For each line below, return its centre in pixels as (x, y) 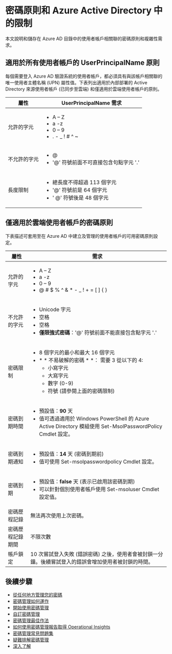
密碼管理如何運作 (31, 601)
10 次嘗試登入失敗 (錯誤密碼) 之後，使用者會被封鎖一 (94, 554)
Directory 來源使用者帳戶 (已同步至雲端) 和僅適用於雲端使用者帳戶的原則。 (84, 89)
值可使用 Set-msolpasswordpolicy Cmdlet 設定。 (98, 461)
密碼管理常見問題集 (33, 633)
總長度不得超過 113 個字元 (84, 182)
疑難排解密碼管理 (31, 640)
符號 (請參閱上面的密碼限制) (81, 391)
